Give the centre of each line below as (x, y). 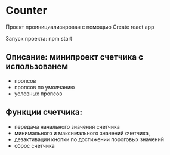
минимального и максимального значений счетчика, (82, 133)
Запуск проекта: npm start (39, 38)
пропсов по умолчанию (44, 87)
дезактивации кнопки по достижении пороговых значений (89, 139)
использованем (37, 66)
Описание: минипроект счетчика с (75, 57)
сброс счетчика (34, 145)
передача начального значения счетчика (67, 126)
